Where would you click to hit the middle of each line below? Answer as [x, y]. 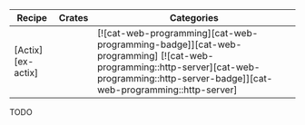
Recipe [32, 18]
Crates [74, 18]
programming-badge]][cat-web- [169, 44]
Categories [194, 18]
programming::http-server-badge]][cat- [185, 78]
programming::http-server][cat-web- [178, 67]
